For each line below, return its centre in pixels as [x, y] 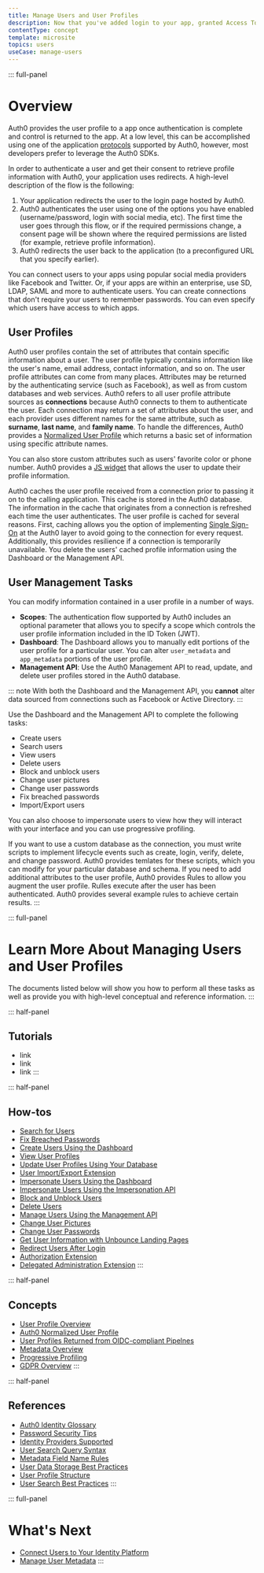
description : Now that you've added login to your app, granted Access [128, 23]
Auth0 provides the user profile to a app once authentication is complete [126, 128]
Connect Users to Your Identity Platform [84, 1552]
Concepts [33, 1305]
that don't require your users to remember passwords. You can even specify [132, 299]
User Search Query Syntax [63, 1449]
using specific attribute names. [58, 443]
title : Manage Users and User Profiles [73, 15]
